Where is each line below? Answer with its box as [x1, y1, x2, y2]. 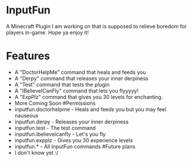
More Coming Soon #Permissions [14, 100, 96, 107]
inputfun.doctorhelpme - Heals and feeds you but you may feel [14, 105, 167, 112]
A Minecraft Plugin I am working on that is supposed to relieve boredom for [6, 23, 187, 30]
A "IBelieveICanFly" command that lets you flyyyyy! [14, 87, 139, 94]
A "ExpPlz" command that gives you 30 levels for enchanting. [14, 93, 163, 100]
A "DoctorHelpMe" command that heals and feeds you [14, 68, 146, 76]
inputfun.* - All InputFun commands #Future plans [14, 143, 136, 150]
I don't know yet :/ [14, 149, 58, 156]
